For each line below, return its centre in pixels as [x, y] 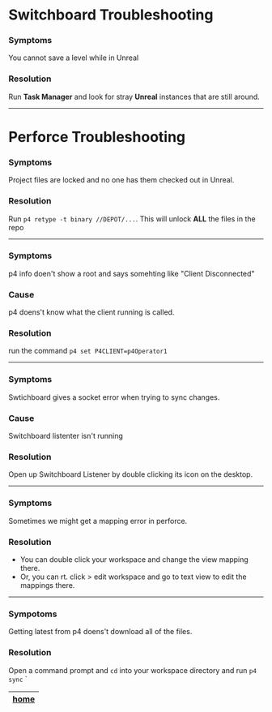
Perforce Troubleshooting [97, 137]
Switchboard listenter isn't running [66, 436]
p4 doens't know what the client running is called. [91, 312]
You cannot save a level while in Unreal [74, 58]
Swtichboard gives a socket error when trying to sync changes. [114, 397]
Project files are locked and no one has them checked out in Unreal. [121, 180]
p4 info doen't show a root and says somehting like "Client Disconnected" [132, 273]
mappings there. [47, 585]
